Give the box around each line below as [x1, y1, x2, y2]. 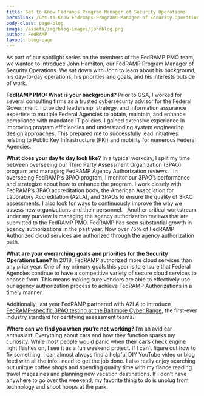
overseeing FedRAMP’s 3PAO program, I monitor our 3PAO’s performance [6, 174, 190, 181]
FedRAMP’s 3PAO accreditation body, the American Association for [6, 187, 174, 194]
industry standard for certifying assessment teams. [6, 314, 135, 320]
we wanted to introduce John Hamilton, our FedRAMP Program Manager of [6, 60, 194, 67]
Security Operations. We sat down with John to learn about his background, [6, 67, 196, 73]
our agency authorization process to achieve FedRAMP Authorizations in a [6, 283, 192, 289]
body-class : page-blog [6, 20, 64, 26]
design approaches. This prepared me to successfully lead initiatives [6, 130, 178, 137]
